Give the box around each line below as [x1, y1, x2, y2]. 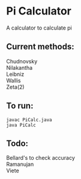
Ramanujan [6, 161, 34, 168]
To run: [6, 101, 34, 111]
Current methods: [6, 42, 74, 52]
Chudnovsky [6, 57, 38, 64]
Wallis [6, 77, 21, 84]
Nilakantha [6, 64, 33, 71]
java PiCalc [6, 122, 36, 128]
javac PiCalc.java [6, 116, 52, 123]
